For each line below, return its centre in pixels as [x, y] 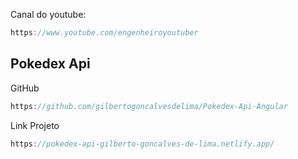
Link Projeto [35, 125]
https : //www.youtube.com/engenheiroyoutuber [104, 33]
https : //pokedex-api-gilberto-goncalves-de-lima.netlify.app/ [142, 144]
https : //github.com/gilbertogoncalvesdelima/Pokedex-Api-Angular [149, 106]
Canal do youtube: [48, 14]
